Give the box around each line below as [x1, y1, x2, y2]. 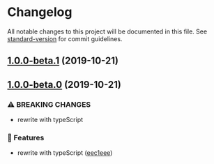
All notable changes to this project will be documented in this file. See [7, 27, 208, 36]
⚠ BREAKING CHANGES [7, 99, 91, 109]
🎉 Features [7, 133, 45, 142]
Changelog [7, 4, 72, 20]
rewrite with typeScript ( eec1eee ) [17, 149, 113, 157]
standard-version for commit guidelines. [7, 34, 123, 43]
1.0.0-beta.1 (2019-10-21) [7, 55, 119, 67]
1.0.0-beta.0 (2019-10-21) [7, 78, 122, 91]
